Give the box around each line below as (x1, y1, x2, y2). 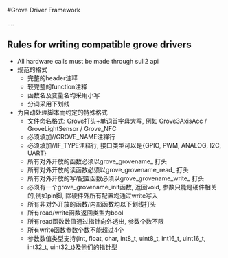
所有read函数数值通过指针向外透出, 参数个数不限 (27, 217, 165, 225)
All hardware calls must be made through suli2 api (16, 57, 159, 65)
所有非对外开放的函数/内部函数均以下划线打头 (27, 200, 157, 208)
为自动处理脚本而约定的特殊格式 (16, 108, 108, 116)
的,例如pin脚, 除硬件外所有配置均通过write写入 (27, 191, 158, 200)
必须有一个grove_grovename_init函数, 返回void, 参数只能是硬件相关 (27, 183, 217, 191)
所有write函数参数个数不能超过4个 (27, 226, 124, 234)
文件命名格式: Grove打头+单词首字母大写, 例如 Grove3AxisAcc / (27, 117, 207, 125)
